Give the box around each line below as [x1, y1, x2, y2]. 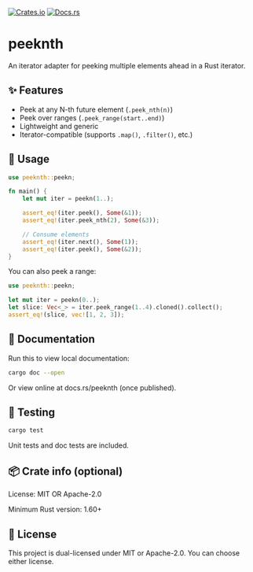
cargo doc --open [8, 368, 65, 377]
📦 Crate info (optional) [8, 464, 123, 478]
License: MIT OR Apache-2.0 [8, 489, 102, 499]
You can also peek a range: [8, 267, 97, 276]
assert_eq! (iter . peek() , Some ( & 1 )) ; [22, 209, 143, 217]
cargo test [8, 426, 44, 434]
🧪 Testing [8, 406, 56, 419]
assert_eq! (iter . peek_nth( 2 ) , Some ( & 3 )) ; [22, 216, 159, 224]
